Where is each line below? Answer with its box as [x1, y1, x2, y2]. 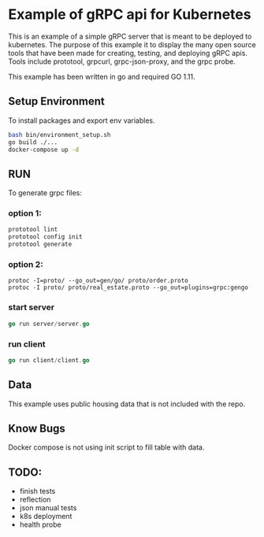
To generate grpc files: [8, 188, 83, 198]
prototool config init [8, 233, 83, 241]
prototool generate [8, 240, 73, 249]
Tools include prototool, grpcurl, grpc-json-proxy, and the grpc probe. [8, 57, 236, 66]
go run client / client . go [8, 356, 90, 364]
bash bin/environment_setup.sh [8, 131, 111, 139]
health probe [19, 520, 61, 529]
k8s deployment [19, 512, 73, 521]
